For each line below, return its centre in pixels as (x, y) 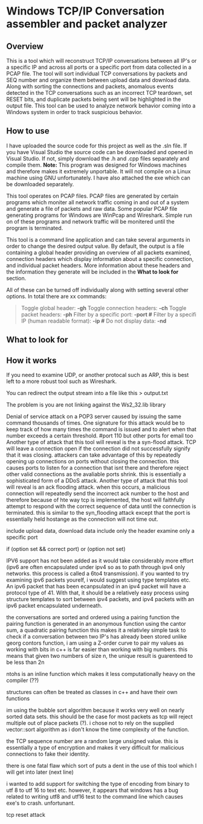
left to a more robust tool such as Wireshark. (62, 381)
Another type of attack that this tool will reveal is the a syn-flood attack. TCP (101, 442)
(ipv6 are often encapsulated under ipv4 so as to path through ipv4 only (96, 567)
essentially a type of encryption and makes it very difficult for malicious (95, 748)
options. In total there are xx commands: (56, 296)
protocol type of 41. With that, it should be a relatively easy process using (98, 593)
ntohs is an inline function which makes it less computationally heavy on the (101, 674)
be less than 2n (25, 662)
